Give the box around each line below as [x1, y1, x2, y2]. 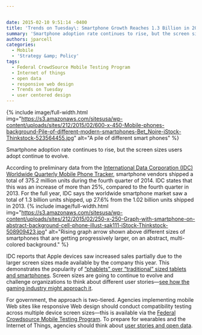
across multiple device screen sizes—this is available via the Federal [6, 309, 176, 316]
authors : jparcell [6, 36, 52, 42]
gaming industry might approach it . [6, 284, 93, 292]
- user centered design [11, 92, 71, 98]
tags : [6, 58, 20, 64]
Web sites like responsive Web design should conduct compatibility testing [6, 302, 192, 310]
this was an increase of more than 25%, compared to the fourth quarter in [6, 183, 189, 190]
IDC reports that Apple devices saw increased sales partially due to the [6, 252, 182, 260]
